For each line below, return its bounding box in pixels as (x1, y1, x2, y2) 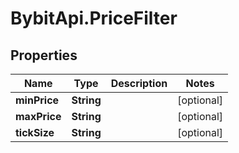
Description (110, 77, 168, 90)
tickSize (15, 126, 55, 139)
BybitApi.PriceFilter (10, 7, 178, 30)
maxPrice (15, 110, 62, 123)
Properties (10, 47, 78, 64)
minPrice (15, 93, 60, 107)
